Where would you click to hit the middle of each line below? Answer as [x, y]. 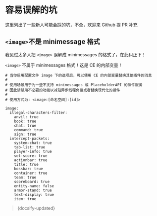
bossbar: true [28, 169]
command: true [28, 130]
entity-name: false [34, 186]
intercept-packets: [30, 139]
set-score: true [31, 156]
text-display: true [34, 195]
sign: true [25, 134]
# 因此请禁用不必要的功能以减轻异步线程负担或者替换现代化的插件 [63, 90]
